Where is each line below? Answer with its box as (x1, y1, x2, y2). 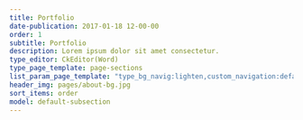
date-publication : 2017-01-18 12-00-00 (9, 22, 160, 31)
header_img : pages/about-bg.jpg (9, 80, 131, 89)
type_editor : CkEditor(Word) (9, 55, 119, 64)
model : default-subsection (9, 97, 111, 106)
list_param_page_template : (9, 72, 111, 81)
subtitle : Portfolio (9, 38, 87, 48)
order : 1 (9, 30, 42, 39)
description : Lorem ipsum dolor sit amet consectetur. (9, 47, 220, 56)
